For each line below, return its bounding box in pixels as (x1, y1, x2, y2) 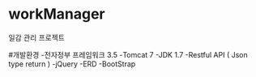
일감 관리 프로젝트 (8, 32, 65, 42)
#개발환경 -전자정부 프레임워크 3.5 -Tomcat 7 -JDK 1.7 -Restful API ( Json (8, 49, 249, 59)
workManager (8, 5, 105, 24)
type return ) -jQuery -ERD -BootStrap (8, 58, 136, 69)
